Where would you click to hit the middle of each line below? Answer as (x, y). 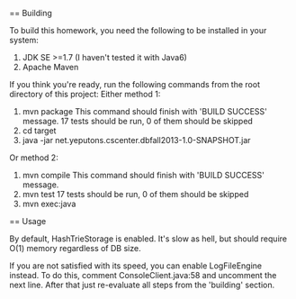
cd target (39, 131)
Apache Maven (50, 67)
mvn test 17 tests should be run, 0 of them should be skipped (135, 194)
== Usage (28, 221)
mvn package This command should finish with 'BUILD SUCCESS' (144, 111)
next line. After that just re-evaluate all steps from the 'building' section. (142, 285)
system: (24, 40)
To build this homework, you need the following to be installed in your (138, 30)
